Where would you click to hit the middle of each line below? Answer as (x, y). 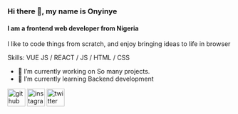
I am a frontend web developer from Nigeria (73, 28)
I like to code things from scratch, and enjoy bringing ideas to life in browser (119, 44)
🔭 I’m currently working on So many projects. (84, 72)
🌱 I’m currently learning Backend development (86, 79)
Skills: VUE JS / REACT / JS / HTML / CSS (69, 58)
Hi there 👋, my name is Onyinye (62, 11)
